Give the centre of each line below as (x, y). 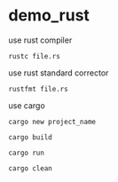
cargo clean (30, 168)
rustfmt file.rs (38, 89)
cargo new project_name (52, 122)
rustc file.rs (35, 56)
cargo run (27, 153)
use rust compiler (40, 40)
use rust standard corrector (59, 73)
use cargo (27, 105)
